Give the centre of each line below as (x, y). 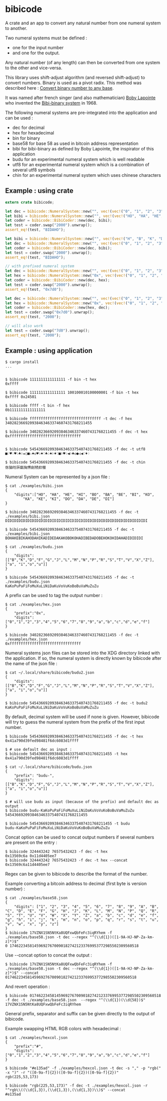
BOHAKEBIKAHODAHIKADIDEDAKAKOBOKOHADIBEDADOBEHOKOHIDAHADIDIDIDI (74, 538)
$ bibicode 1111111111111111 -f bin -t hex (51, 379)
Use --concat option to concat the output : (49, 955)
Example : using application (49, 351)
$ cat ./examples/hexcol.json (37, 1038)
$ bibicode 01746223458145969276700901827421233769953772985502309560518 (83, 996)
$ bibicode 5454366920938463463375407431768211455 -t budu (68, 824)
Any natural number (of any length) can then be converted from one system (83, 62)
